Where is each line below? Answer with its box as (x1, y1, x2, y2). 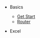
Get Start (17, 14, 36, 19)
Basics (9, 4, 23, 10)
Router (17, 19, 31, 24)
